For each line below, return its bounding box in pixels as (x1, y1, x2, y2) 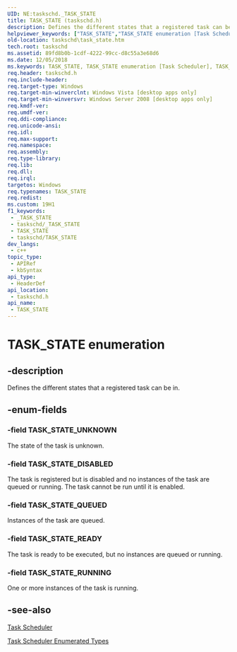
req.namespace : (7, 142, 52, 149)
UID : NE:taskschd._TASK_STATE (7, 10, 97, 18)
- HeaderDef (10, 280, 46, 287)
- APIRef (10, 260, 37, 267)
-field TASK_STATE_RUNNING (7, 567, 111, 577)
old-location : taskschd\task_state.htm (7, 37, 125, 44)
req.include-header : (7, 76, 68, 83)
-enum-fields (7, 404, 67, 416)
